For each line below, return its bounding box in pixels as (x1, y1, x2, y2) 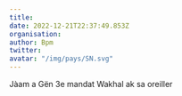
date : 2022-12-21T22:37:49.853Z (9, 21, 129, 30)
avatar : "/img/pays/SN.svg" (9, 54, 114, 63)
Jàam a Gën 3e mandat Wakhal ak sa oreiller (9, 79, 173, 89)
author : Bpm (9, 37, 54, 47)
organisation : (9, 29, 62, 38)
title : (9, 12, 34, 22)
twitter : (9, 46, 42, 55)
